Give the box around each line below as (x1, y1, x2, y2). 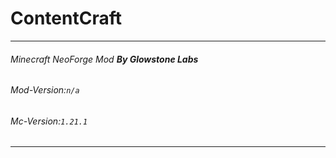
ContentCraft (10, 7, 122, 30)
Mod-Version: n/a (10, 84, 80, 96)
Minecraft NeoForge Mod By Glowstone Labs (10, 53, 199, 65)
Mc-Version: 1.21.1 (10, 115, 88, 127)
